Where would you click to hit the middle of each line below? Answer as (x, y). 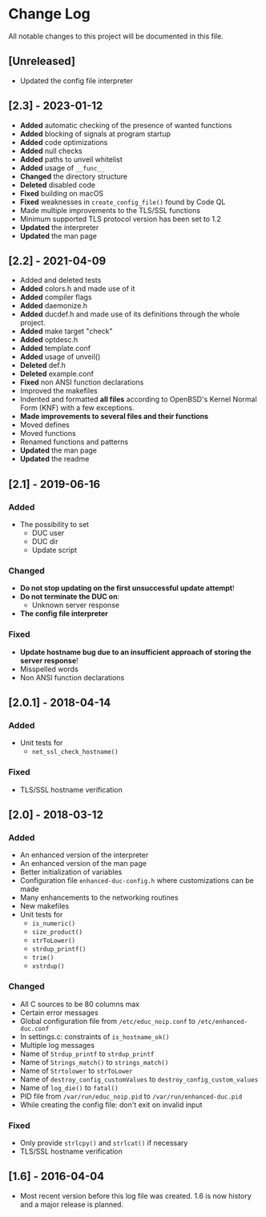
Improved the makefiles (58, 391)
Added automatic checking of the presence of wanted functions (126, 125)
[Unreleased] (42, 61)
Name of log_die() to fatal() (69, 1087)
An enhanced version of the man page (83, 864)
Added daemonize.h (54, 306)
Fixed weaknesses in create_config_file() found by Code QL (123, 202)
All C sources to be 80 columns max (80, 1004)
